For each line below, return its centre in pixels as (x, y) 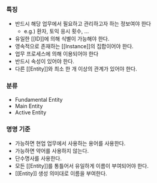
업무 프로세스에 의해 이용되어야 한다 (57, 54)
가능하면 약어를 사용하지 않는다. (52, 150)
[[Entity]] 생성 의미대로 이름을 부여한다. (61, 173)
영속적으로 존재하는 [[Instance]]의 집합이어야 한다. (74, 46)
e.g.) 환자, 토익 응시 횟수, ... (56, 31)
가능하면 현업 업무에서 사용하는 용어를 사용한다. (70, 143)
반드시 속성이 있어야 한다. (45, 61)
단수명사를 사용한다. (38, 158)
